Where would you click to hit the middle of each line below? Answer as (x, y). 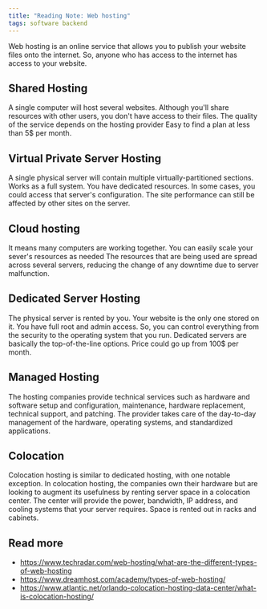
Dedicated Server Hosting (75, 299)
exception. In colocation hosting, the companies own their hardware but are (133, 484)
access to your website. (48, 63)
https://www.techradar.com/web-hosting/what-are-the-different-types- (138, 562)
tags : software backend (48, 23)
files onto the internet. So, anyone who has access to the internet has (123, 55)
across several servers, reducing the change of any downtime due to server (133, 265)
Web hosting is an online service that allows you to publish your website (127, 46)
